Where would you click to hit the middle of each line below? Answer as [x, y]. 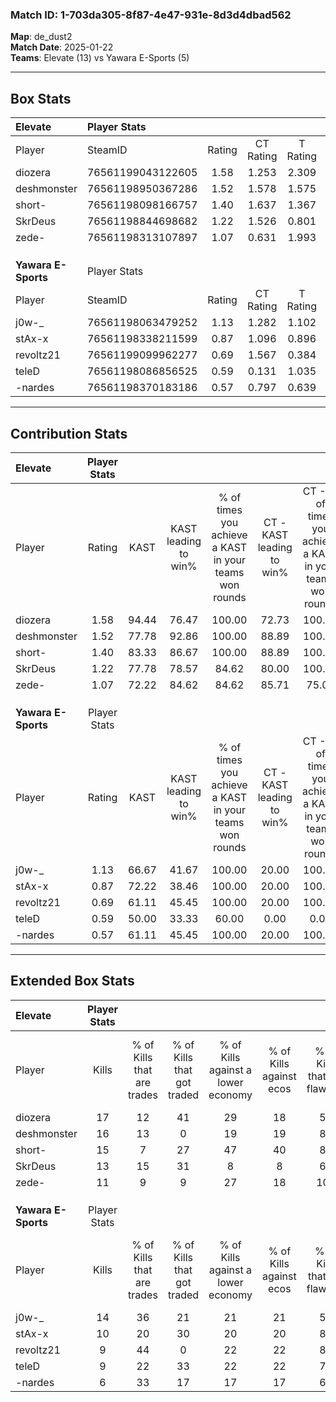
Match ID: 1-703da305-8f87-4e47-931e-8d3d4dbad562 [151, 15]
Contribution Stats [69, 433]
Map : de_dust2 [41, 37]
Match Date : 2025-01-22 [62, 47]
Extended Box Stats [72, 981]
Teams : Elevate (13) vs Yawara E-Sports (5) [100, 58]
